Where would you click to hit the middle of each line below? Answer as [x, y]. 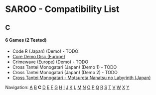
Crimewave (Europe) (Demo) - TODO [50, 62]
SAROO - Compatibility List [62, 9]
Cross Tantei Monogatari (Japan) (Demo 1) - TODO [65, 67]
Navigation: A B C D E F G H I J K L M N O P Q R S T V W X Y [67, 87]
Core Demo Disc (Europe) [39, 56]
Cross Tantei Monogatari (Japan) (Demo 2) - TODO [65, 72]
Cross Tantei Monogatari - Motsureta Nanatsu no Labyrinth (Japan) [81, 78]
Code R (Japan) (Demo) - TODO [45, 51]
